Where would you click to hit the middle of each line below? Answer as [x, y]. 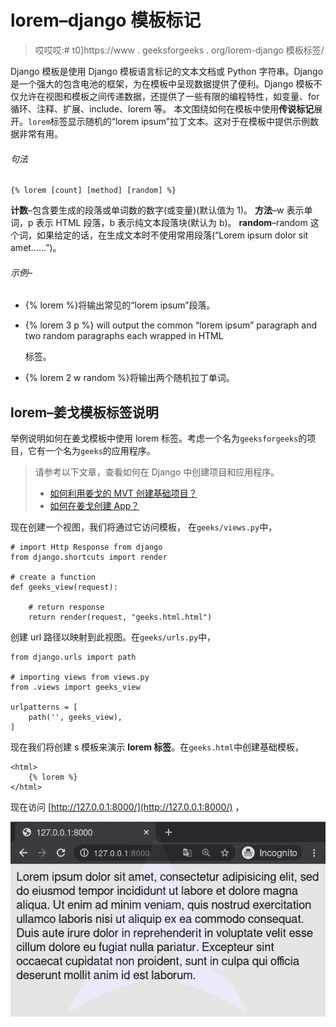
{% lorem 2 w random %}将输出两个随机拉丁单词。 [129, 378]
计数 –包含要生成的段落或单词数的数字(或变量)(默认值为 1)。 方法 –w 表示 [157, 210]
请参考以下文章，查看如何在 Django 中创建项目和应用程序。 [157, 472]
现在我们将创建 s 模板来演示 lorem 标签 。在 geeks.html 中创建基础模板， [157, 747]
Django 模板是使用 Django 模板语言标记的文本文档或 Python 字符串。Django [167, 71]
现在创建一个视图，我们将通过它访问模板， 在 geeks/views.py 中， [144, 527]
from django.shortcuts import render [89, 557]
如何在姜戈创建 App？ [94, 506]
